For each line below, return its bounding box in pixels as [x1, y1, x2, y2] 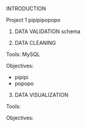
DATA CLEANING [14, 40, 56, 46]
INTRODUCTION [6, 5, 46, 12]
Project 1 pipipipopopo [6, 17, 61, 23]
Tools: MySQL [6, 51, 40, 58]
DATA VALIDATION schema [14, 28, 81, 35]
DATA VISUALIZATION [14, 92, 69, 98]
